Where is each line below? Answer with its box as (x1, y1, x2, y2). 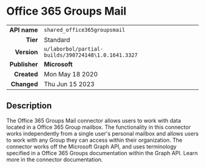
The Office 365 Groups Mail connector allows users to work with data (6, 117, 181, 124)
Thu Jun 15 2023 (43, 79, 95, 88)
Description (6, 101, 52, 111)
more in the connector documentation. (6, 156, 103, 163)
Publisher (9, 60, 38, 68)
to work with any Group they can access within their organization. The (6, 136, 183, 144)
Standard (43, 35, 70, 44)
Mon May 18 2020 (43, 70, 98, 78)
